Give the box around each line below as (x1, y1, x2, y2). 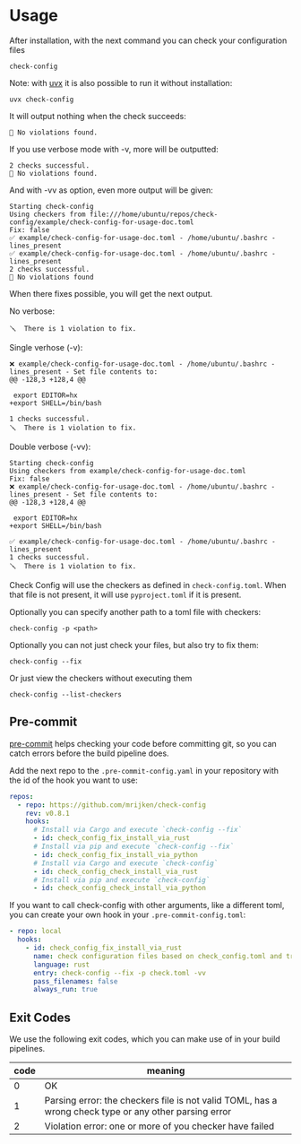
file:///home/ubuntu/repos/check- (89, 210, 219, 219)
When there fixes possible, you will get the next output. (9, 288, 213, 299)
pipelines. (9, 1044, 46, 1054)
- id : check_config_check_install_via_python (32, 884, 206, 893)
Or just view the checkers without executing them (9, 672, 193, 683)
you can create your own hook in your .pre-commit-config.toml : (9, 909, 246, 920)
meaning (146, 1064, 185, 1077)
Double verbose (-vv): (9, 441, 91, 452)
